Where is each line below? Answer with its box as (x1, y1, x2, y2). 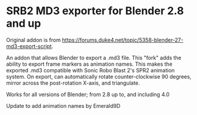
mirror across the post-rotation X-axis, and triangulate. (6, 79, 140, 87)
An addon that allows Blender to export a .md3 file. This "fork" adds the (6, 54, 182, 61)
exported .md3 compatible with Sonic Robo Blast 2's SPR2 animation (6, 66, 175, 74)
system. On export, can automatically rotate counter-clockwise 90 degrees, (6, 73, 192, 80)
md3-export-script (6, 43, 52, 50)
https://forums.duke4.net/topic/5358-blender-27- (62, 36, 183, 43)
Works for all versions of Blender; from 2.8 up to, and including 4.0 (6, 91, 170, 98)
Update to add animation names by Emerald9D (6, 102, 121, 109)
